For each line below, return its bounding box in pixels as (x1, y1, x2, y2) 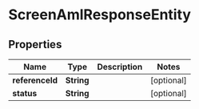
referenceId (12, 75, 58, 86)
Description (97, 62, 143, 72)
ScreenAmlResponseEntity (8, 6, 192, 24)
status (12, 88, 38, 99)
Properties (8, 38, 62, 51)
